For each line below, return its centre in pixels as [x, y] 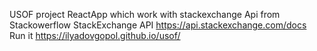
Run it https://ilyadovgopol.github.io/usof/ [95, 35]
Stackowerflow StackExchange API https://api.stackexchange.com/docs [158, 25]
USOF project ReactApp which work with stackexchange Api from [145, 14]
